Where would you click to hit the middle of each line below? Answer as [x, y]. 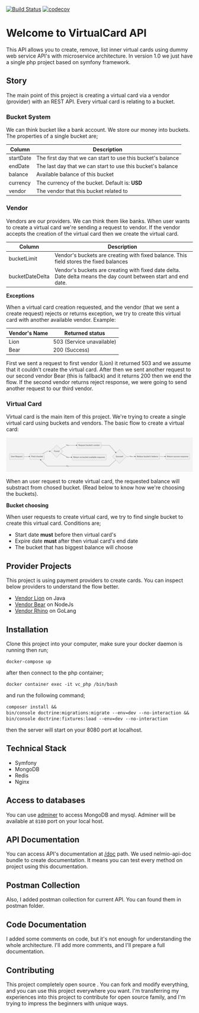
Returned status [85, 333]
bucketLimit [23, 258]
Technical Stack [36, 748]
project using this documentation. [47, 866]
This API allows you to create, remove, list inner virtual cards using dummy [97, 49]
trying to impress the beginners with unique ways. [67, 1003]
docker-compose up [29, 662]
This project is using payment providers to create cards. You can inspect [95, 580]
